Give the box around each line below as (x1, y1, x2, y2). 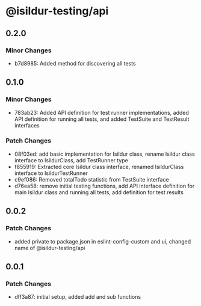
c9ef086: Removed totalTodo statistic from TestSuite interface (14, 176, 169, 183)
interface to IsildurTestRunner (14, 170, 88, 177)
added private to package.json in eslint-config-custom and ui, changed (14, 237, 191, 245)
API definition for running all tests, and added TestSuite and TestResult (14, 115, 190, 123)
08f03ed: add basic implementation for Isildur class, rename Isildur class (14, 150, 195, 158)
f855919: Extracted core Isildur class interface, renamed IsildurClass (14, 163, 184, 170)
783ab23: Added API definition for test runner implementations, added (14, 109, 189, 116)
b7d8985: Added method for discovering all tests (14, 60, 136, 67)
